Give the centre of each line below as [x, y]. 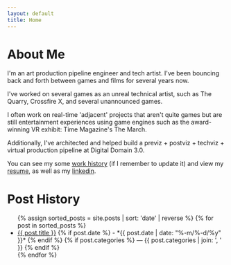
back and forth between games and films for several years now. [98, 81]
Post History [44, 199]
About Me [36, 54]
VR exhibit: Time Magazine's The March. [89, 129]
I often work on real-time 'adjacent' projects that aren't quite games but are [115, 115]
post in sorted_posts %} [52, 226]
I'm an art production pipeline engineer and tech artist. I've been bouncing [113, 73]
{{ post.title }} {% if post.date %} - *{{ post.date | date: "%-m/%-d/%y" [119, 233]
